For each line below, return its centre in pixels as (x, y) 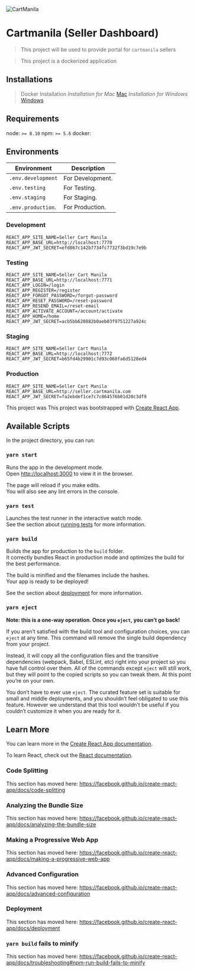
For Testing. (80, 188)
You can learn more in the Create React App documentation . (80, 744)
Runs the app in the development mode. (55, 467)
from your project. (28, 644)
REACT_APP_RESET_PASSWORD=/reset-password (59, 300)
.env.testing (28, 188)
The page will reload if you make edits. (53, 485)
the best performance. (33, 564)
